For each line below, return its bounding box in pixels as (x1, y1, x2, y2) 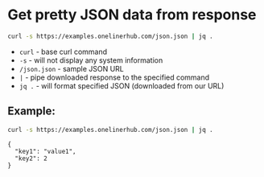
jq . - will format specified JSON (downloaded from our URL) (19, 80, 225, 90)
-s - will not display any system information (19, 55, 163, 65)
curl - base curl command (19, 47, 108, 56)
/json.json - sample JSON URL (19, 64, 124, 73)
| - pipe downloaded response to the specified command (19, 72, 210, 82)
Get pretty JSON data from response (7, 6, 257, 24)
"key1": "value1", (14, 147, 77, 155)
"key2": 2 (14, 154, 47, 163)
